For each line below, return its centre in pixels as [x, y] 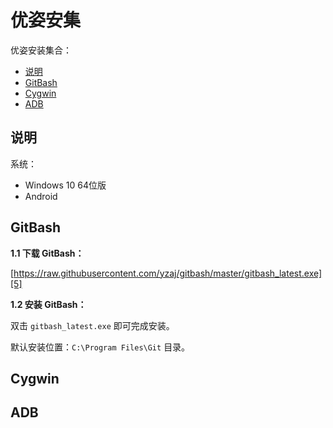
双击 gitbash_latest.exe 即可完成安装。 [92, 325]
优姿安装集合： [41, 50]
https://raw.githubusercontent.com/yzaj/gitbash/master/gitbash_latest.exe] [168, 273]
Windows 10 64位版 [65, 185]
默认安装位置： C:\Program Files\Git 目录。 [100, 347]
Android [41, 196]
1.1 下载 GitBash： [47, 253]
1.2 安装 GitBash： [48, 304]
